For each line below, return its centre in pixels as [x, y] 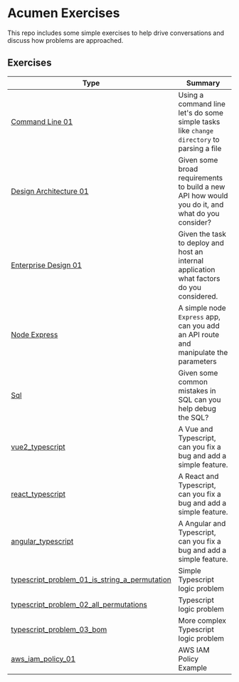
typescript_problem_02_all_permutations [79, 604]
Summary [203, 83]
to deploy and [201, 242]
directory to [199, 139]
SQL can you [200, 399]
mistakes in [197, 391]
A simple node [202, 308]
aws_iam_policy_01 [43, 658]
